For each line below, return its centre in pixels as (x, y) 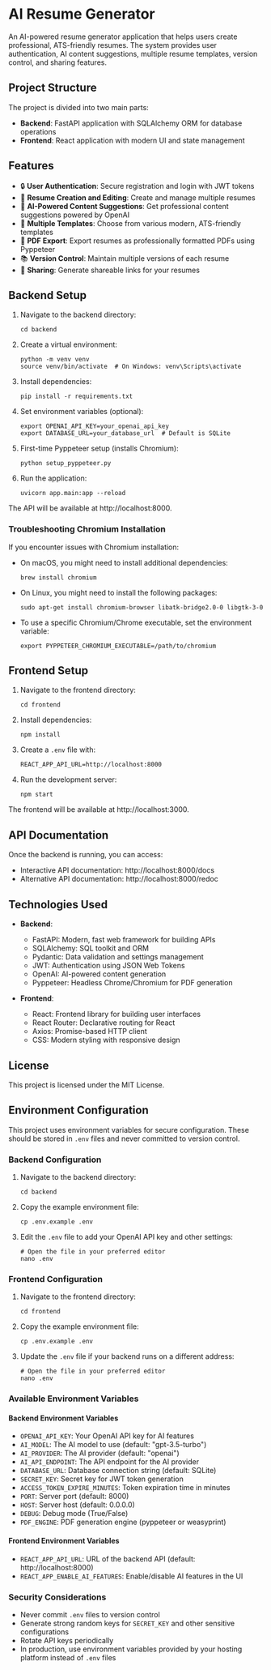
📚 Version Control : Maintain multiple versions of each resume (125, 258)
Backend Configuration (55, 1160)
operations (38, 131)
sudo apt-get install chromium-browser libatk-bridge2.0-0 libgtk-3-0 (142, 607)
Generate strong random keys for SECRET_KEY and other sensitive (127, 1623)
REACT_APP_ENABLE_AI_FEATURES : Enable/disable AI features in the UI (131, 1576)
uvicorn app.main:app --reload (73, 493)
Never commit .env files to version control (90, 1614)
